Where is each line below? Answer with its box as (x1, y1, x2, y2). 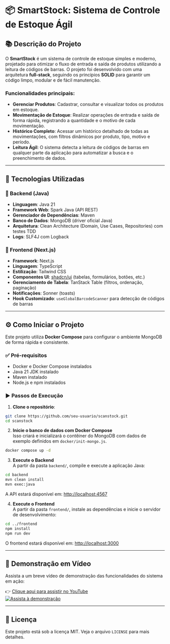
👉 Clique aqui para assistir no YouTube (5, 588, 89, 594)
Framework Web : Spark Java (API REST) (12, 206, 98, 212)
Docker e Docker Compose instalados (12, 364, 92, 370)
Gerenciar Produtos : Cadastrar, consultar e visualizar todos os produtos (12, 101, 164, 108)
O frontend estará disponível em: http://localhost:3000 (5, 540, 119, 546)
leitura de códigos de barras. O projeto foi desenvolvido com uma (5, 66, 142, 72)
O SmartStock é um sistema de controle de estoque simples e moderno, (5, 56, 157, 61)
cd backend (5, 473, 28, 478)
